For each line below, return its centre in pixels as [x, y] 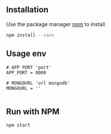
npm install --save [30, 35]
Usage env [26, 54]
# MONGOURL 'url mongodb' [38, 83]
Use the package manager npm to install [56, 24]
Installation [27, 10]
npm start [18, 125]
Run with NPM [33, 112]
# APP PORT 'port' [29, 67]
